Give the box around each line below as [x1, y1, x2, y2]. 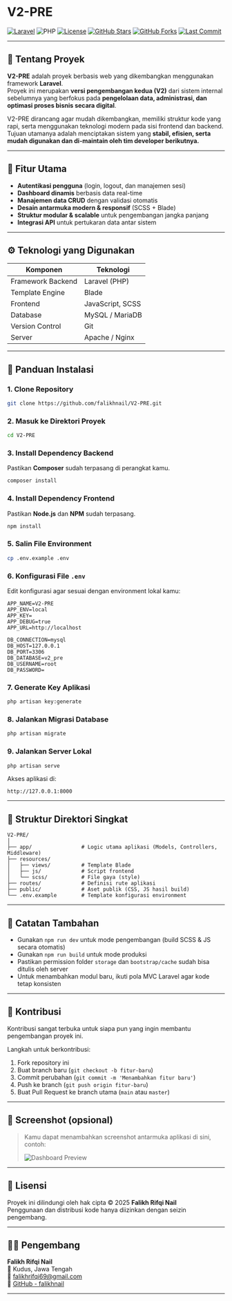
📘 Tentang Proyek [7, 53, 85, 66]
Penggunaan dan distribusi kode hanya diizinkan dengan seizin [7, 1206, 186, 1214]
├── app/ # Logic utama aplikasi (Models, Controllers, [7, 844, 217, 851]
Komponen [25, 265, 63, 275]
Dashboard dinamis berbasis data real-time [17, 189, 143, 197]
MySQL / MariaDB [84, 310, 143, 320]
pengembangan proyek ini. [7, 1032, 84, 1040]
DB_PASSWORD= [7, 666, 45, 673]
